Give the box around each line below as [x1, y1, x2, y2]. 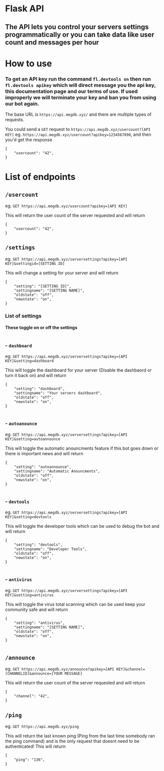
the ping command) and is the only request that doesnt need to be [5, 738, 139, 744]
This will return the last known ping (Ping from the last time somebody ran [5, 733, 155, 739]
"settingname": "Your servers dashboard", [14, 390, 102, 395]
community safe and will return [5, 606, 68, 612]
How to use [5, 58, 52, 69]
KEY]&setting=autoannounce [5, 436, 61, 441]
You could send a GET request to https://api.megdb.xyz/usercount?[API [5, 127, 151, 132]
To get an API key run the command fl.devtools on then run [5, 75, 151, 82]
